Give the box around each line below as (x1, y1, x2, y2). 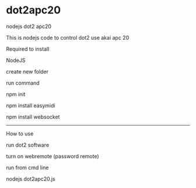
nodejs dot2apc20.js (6, 175, 55, 182)
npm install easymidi (6, 102, 55, 109)
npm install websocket (6, 113, 60, 120)
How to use (6, 130, 34, 137)
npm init (6, 90, 26, 98)
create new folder (6, 68, 48, 75)
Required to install (6, 45, 50, 53)
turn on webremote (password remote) (6, 152, 99, 159)
